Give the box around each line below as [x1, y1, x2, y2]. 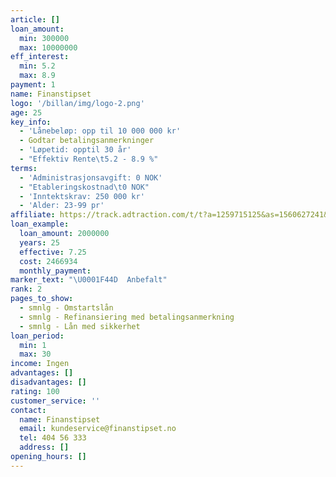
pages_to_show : [10, 294, 74, 304]
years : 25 [19, 237, 60, 248]
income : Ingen [10, 359, 70, 369]
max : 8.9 [19, 71, 56, 81]
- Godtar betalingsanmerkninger [19, 136, 155, 146]
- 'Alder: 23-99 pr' [19, 201, 105, 211]
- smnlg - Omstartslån [19, 303, 114, 313]
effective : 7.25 [19, 247, 87, 257]
